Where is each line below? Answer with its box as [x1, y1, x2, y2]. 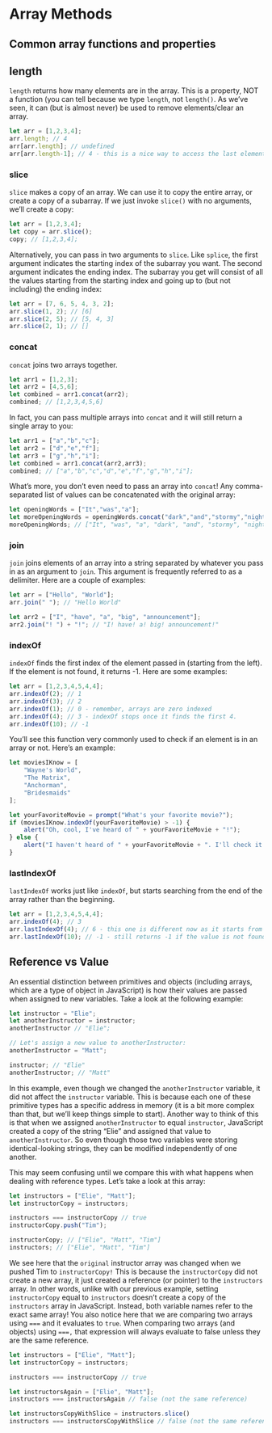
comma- [234, 482, 264, 491]
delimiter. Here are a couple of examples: [9, 575, 146, 585]
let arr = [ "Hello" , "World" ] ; [9, 591, 115, 599]
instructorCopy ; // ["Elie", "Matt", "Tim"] [9, 1236, 161, 1245]
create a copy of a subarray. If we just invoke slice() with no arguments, [9, 196, 253, 206]
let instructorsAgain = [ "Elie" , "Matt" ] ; [9, 1388, 154, 1396]
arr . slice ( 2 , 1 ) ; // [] [9, 322, 90, 331]
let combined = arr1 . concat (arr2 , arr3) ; [9, 459, 148, 467]
